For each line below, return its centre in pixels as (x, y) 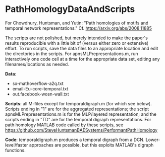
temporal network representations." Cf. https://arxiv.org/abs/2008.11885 (79, 28)
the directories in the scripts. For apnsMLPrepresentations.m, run (72, 54)
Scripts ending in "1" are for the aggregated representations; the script (77, 109)
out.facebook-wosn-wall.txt (41, 94)
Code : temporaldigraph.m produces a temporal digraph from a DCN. (75, 140)
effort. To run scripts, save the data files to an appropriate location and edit (82, 48)
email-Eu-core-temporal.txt (40, 88)
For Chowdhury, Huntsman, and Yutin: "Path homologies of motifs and (77, 23)
